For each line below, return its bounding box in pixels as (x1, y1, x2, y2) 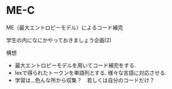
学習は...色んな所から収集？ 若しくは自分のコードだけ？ (14, 77, 155, 84)
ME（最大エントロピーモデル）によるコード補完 (6, 24, 123, 31)
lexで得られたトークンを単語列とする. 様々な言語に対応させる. (14, 69, 167, 76)
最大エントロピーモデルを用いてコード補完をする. (14, 62, 136, 69)
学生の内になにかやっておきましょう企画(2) (6, 36, 112, 43)
